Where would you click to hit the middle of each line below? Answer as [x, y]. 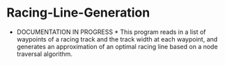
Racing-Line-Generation [78, 13]
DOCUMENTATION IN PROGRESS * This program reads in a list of [111, 32]
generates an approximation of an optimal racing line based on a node [117, 46]
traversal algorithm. [45, 54]
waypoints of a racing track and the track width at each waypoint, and [117, 39]
